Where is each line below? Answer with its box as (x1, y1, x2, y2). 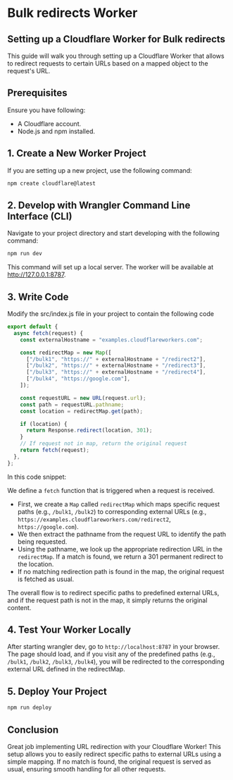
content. (7, 603, 32, 611)
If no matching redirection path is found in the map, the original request (17, 567, 225, 575)
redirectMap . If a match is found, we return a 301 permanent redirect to (17, 552, 224, 561)
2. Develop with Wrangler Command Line (7, 199, 191, 211)
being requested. (17, 537, 68, 546)
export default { (7, 323, 58, 330)
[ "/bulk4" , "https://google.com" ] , (25, 375, 131, 382)
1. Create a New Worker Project (7, 147, 146, 159)
